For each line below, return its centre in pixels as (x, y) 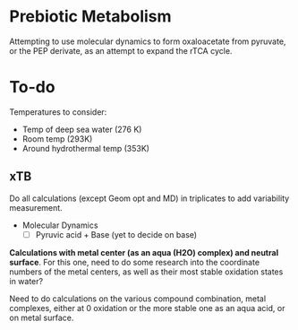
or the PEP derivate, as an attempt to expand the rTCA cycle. (121, 50)
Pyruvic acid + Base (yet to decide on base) (116, 234)
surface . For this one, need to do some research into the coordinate (135, 262)
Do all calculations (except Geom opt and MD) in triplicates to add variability (149, 198)
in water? (26, 281)
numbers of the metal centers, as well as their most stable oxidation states (146, 272)
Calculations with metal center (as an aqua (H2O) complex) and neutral (144, 252)
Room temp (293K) (57, 139)
